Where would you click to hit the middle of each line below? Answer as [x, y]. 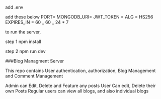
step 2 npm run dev [26, 51]
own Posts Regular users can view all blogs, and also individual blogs [77, 91]
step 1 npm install [23, 41]
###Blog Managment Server [35, 61]
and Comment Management [34, 76]
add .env [14, 7]
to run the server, [23, 32]
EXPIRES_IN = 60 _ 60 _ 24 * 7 [37, 22]
